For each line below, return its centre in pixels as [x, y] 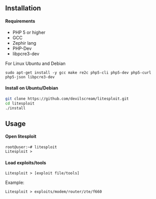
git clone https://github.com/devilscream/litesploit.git [67, 98]
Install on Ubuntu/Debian [32, 88]
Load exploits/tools [26, 162]
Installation [23, 8]
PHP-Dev [22, 48]
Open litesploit [21, 136]
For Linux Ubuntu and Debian [36, 63]
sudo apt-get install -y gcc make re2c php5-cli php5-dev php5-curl [78, 72]
